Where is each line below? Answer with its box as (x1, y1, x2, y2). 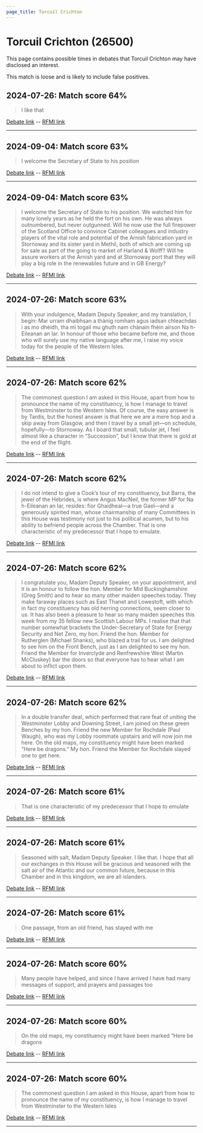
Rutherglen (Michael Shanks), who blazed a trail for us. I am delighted (21, 637, 195, 644)
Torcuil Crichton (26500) (6, 34, 134, 48)
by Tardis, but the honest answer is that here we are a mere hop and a (21, 413, 196, 420)
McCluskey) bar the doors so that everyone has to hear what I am (21, 656, 184, 663)
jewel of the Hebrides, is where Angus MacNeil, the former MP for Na (21, 496, 194, 503)
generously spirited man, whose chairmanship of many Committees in (21, 509, 195, 516)
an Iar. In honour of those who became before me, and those (43, 330, 195, 337)
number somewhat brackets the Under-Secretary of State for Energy (21, 624, 192, 631)
